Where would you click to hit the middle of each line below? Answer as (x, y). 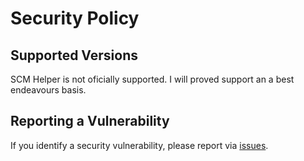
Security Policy (75, 18)
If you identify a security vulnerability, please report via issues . (139, 145)
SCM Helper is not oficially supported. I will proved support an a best (152, 79)
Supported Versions (74, 55)
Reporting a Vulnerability (90, 121)
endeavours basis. (48, 90)
